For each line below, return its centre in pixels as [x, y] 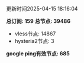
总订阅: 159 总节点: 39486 [38, 21]
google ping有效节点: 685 [38, 54]
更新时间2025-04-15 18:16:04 [42, 9]
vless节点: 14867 [35, 34]
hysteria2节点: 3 [34, 41]
